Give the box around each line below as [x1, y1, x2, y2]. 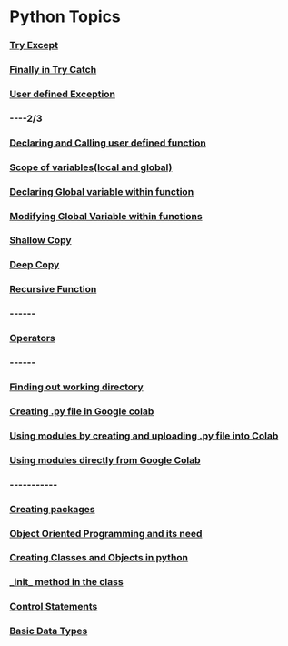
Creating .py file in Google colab [9, 405, 154, 418]
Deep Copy [9, 258, 60, 271]
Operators [9, 332, 56, 345]
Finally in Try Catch [9, 64, 97, 76]
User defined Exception [9, 87, 116, 100]
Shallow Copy [9, 234, 72, 247]
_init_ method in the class [9, 576, 124, 589]
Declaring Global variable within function [9, 185, 194, 197]
